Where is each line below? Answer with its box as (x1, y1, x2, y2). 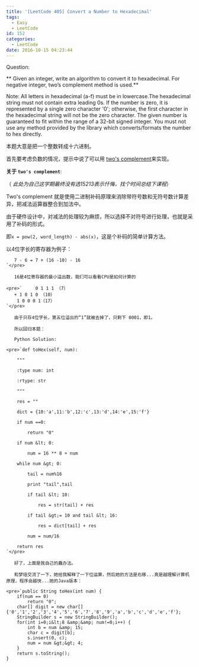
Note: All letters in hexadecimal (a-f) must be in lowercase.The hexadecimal (6, 92, 191, 99)
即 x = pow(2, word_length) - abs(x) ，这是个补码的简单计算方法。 (6, 233, 169, 240)
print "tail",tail (27, 481, 73, 487)
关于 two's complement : (6, 167, 62, 175)
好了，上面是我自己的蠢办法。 (14, 560, 76, 566)
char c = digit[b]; (27, 630, 76, 636)
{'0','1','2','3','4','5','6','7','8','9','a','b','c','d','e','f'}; (6, 609, 182, 615)
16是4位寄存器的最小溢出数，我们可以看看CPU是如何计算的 (14, 273, 136, 280)
